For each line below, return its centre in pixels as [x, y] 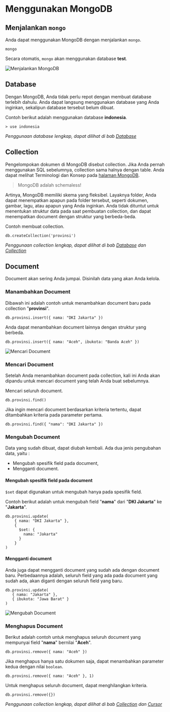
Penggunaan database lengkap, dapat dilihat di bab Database [71, 136]
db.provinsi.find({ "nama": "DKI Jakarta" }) [54, 424]
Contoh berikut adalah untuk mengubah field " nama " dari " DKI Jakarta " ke [84, 501]
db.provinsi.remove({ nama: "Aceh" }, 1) [50, 676]
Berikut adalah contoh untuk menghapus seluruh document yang [73, 637]
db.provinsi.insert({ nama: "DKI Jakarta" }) [54, 318]
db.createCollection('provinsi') [41, 235]
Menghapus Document [34, 626]
